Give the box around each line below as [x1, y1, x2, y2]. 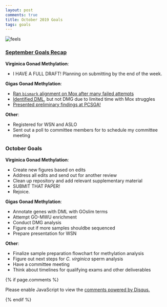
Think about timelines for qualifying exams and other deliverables [12, 266, 151, 273]
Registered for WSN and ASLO [12, 121, 77, 128]
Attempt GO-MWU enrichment [12, 214, 77, 220]
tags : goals [5, 22, 31, 27]
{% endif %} [5, 296, 32, 302]
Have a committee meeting [12, 261, 70, 267]
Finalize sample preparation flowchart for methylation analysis [12, 250, 144, 256]
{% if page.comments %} [5, 276, 59, 283]
